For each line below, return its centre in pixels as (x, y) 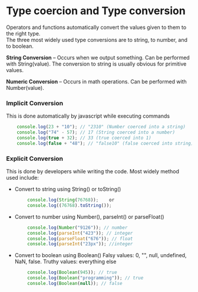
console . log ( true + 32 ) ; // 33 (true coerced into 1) (84, 138)
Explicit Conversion (35, 158)
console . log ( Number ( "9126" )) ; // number (77, 228)
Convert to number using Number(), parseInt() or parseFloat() (89, 216)
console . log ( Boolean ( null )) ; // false (75, 284)
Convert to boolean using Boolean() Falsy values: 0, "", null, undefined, (100, 255)
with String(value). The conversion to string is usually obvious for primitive (96, 64)
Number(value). (25, 87)
